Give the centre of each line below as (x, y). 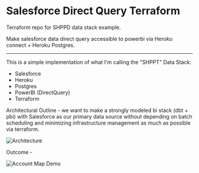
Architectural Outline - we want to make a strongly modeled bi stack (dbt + (97, 110)
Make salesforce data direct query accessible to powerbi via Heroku (89, 39)
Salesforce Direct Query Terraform (93, 11)
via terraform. (23, 129)
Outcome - (19, 152)
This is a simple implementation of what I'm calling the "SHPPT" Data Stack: (99, 62)
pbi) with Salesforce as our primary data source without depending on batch (99, 116)
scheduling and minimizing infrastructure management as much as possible (98, 123)
